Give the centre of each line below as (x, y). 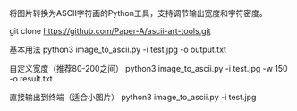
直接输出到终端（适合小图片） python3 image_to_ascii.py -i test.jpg (133, 97)
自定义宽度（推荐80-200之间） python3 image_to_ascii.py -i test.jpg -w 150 (148, 68)
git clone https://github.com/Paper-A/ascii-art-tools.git (110, 31)
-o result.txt (31, 78)
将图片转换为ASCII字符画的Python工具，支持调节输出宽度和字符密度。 (138, 13)
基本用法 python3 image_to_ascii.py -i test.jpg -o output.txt (118, 49)
